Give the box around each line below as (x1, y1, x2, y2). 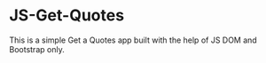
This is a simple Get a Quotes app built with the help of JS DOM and (9, 35, 257, 45)
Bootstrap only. (9, 43, 65, 54)
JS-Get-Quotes (9, 5, 125, 26)
